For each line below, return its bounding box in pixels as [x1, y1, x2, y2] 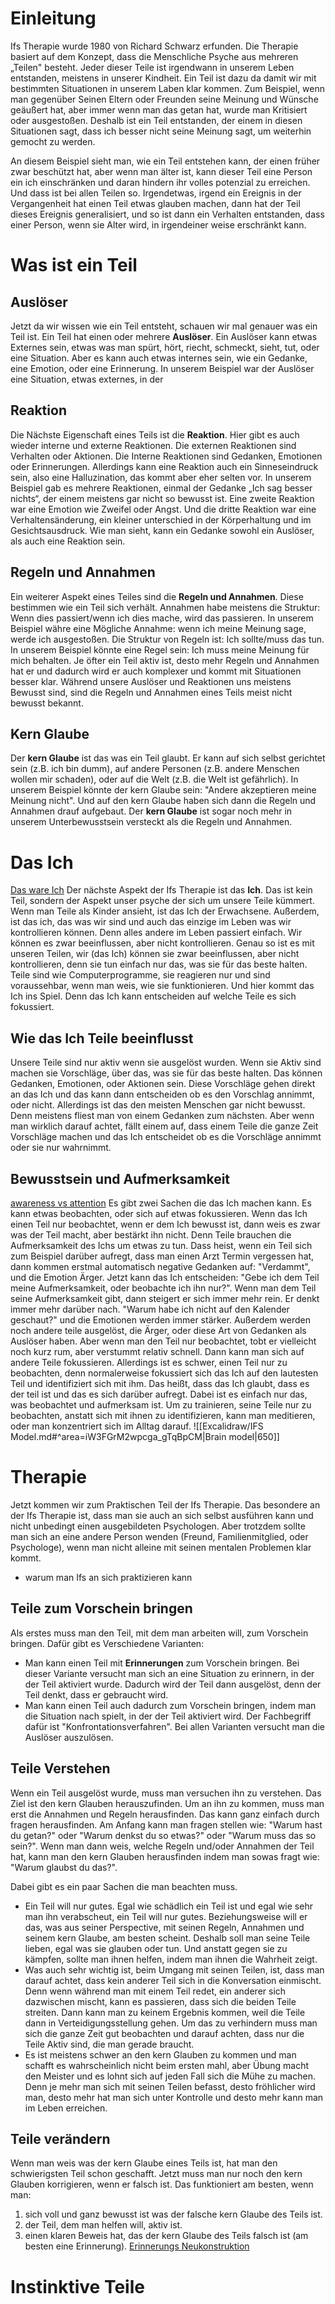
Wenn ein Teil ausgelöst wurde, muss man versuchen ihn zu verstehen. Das [10, 1787, 322, 1799]
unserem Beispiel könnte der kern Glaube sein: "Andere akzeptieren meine [10, 784, 317, 796]
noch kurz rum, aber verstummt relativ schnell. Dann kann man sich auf [10, 1345, 305, 1357]
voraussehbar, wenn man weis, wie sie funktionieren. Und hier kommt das [10, 980, 315, 992]
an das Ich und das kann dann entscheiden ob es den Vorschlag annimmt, [10, 1088, 315, 1101]
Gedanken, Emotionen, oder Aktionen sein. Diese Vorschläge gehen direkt [10, 1078, 316, 1090]
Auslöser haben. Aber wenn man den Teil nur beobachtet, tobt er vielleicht [10, 1335, 317, 1347]
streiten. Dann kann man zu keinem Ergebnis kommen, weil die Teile [24, 2006, 306, 2018]
